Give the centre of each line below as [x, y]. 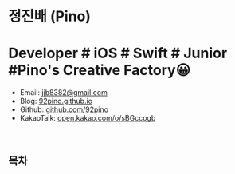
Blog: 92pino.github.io [56, 101]
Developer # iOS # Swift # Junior [118, 53]
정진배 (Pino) [50, 16]
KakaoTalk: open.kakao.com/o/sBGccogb [88, 118]
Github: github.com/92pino [64, 109]
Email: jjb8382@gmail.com [63, 93]
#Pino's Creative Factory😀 [100, 71]
